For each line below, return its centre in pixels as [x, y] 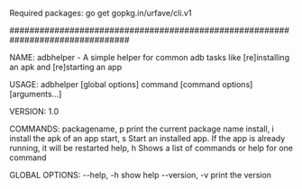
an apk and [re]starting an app [66, 67]
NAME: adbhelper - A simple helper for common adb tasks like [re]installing [150, 57]
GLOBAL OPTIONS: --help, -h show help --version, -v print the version [141, 175]
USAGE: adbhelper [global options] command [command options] [131, 84]
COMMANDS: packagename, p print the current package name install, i [142, 129]
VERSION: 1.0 [34, 111]
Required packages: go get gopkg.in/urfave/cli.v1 [101, 13]
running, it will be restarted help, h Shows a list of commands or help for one [151, 148]
